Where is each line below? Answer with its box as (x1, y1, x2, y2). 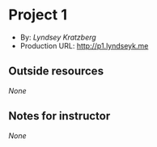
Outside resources (8, 65, 104, 78)
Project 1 (8, 6, 67, 24)
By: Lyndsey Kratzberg (19, 32, 97, 42)
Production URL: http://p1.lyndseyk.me (19, 40, 149, 50)
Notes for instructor (8, 109, 111, 123)
